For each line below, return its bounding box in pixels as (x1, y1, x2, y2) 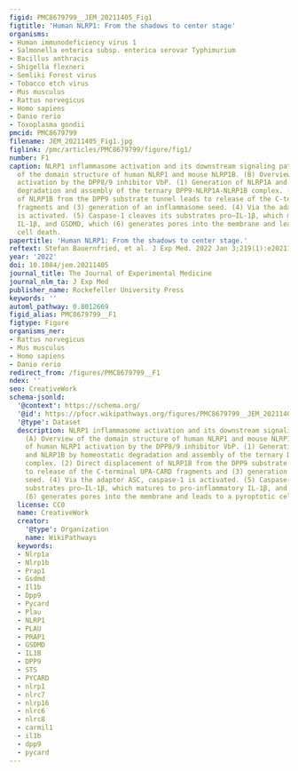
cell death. (17, 227, 62, 236)
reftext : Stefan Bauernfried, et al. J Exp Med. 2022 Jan (9, 244, 228, 253)
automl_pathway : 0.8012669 (9, 302, 109, 311)
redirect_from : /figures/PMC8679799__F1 (9, 368, 161, 378)
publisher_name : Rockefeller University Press (9, 285, 184, 294)
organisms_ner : (9, 327, 66, 336)
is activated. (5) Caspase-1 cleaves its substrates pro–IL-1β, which (17, 211, 284, 220)
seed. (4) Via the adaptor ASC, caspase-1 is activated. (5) (25, 475, 255, 484)
